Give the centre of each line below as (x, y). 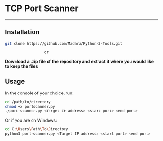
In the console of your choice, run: (39, 93)
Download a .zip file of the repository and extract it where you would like (80, 61)
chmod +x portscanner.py (30, 107)
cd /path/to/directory (28, 102)
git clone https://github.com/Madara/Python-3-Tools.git (64, 43)
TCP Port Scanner (42, 8)
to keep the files (22, 66)
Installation (22, 32)
